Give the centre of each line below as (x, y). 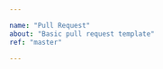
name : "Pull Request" (50, 25)
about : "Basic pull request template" (82, 34)
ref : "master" (36, 42)
